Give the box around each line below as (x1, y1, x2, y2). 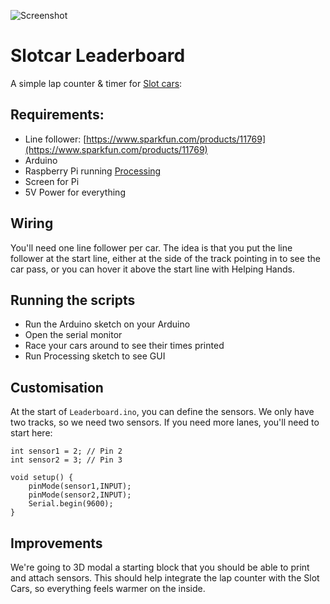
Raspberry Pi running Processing (24, 165, 162, 177)
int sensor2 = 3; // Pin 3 (10, 455, 123, 465)
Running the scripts (10, 291, 136, 309)
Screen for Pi (24, 175, 80, 187)
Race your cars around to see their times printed (24, 340, 225, 352)
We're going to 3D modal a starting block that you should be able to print (10, 561, 310, 573)
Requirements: (10, 106, 105, 124)
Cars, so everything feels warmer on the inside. (10, 583, 206, 594)
